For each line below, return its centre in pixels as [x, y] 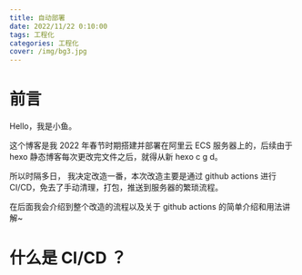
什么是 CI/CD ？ [68, 258]
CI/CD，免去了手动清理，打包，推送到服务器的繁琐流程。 [116, 188]
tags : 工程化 [32, 34]
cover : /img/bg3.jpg [49, 52]
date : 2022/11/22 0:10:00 [58, 26]
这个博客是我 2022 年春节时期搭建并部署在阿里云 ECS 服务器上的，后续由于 [151, 145]
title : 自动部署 [37, 18]
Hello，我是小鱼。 [43, 126]
